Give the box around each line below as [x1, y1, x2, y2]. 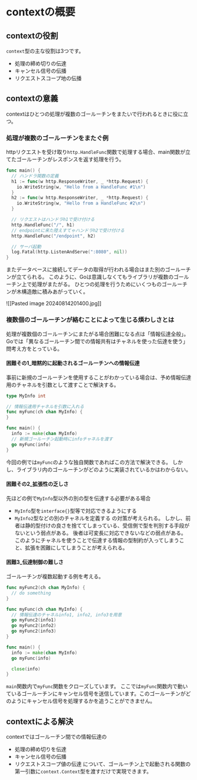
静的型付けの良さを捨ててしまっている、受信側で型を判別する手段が [25, 522, 190, 529]
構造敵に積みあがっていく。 [21, 288, 89, 295]
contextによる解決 [6, 716, 74, 726]
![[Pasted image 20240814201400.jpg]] [6, 300, 102, 307]
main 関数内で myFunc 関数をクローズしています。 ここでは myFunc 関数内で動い [6, 683, 188, 690]
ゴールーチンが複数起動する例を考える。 [6, 573, 104, 580]
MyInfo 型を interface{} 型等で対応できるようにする [14, 507, 137, 514]
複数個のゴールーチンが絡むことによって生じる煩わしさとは [6, 316, 175, 324]
